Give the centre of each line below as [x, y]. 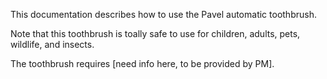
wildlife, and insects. [52, 44]
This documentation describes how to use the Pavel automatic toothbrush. [163, 14]
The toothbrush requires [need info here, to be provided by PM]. [142, 63]
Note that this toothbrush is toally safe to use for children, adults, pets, [155, 33]
